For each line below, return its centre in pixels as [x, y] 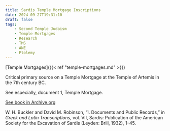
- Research [26, 39]
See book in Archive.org [30, 102]
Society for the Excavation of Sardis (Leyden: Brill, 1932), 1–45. [71, 123]
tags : [11, 24]
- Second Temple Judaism [41, 29]
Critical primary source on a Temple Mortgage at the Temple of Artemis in [82, 77]
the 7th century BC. [26, 83]
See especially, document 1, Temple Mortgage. [54, 92]
